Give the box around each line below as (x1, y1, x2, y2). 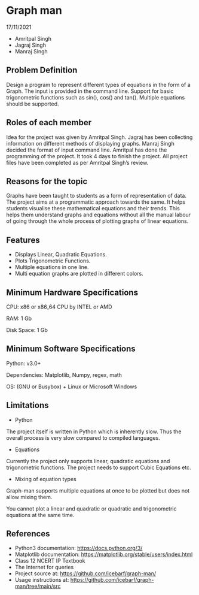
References (6, 528, 50, 539)
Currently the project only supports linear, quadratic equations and (6, 457, 170, 464)
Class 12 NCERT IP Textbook (14, 557, 85, 564)
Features (6, 235, 40, 245)
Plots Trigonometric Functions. (14, 257, 91, 264)
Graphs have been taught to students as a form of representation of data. (6, 192, 187, 200)
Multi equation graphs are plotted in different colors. (14, 270, 143, 277)
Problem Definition (6, 65, 78, 75)
